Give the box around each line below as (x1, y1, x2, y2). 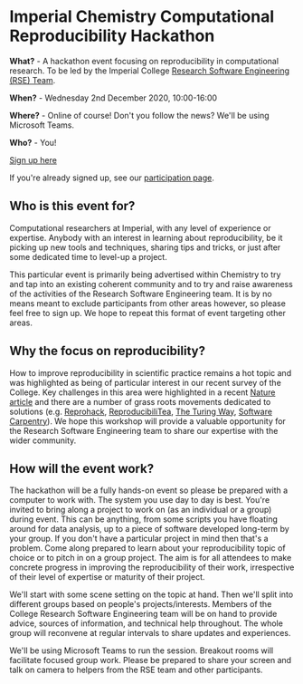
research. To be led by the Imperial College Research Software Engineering (9, 65, 290, 76)
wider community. (9, 435, 77, 446)
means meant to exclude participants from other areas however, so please (9, 297, 287, 309)
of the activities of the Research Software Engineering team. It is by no (9, 288, 273, 299)
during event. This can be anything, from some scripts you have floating (9, 514, 279, 525)
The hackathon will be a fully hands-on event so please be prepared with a (9, 485, 289, 496)
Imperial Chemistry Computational (9, 6, 275, 27)
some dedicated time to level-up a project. (9, 251, 167, 262)
